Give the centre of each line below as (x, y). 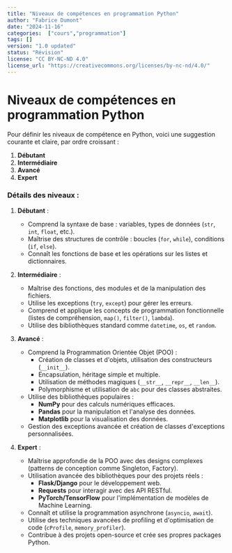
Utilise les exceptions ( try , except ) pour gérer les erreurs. (110, 303)
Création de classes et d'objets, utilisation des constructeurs (125, 359)
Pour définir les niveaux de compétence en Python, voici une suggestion (111, 134)
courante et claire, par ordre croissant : (63, 142)
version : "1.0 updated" (42, 46)
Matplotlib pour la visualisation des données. (103, 418)
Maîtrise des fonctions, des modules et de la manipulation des (117, 288)
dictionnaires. (47, 261)
